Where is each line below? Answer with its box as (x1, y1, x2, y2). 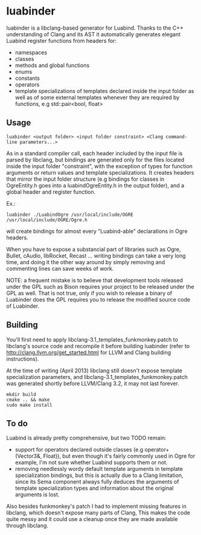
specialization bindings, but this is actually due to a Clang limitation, (14, 472, 183, 479)
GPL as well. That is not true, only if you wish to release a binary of (6, 289, 173, 297)
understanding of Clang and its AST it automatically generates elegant (6, 30, 181, 37)
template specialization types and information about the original (14, 485, 174, 492)
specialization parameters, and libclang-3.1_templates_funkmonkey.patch (6, 373, 188, 380)
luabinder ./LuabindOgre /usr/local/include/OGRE (6, 212, 134, 218)
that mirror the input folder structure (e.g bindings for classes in (6, 175, 165, 183)
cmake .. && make (6, 397, 50, 403)
